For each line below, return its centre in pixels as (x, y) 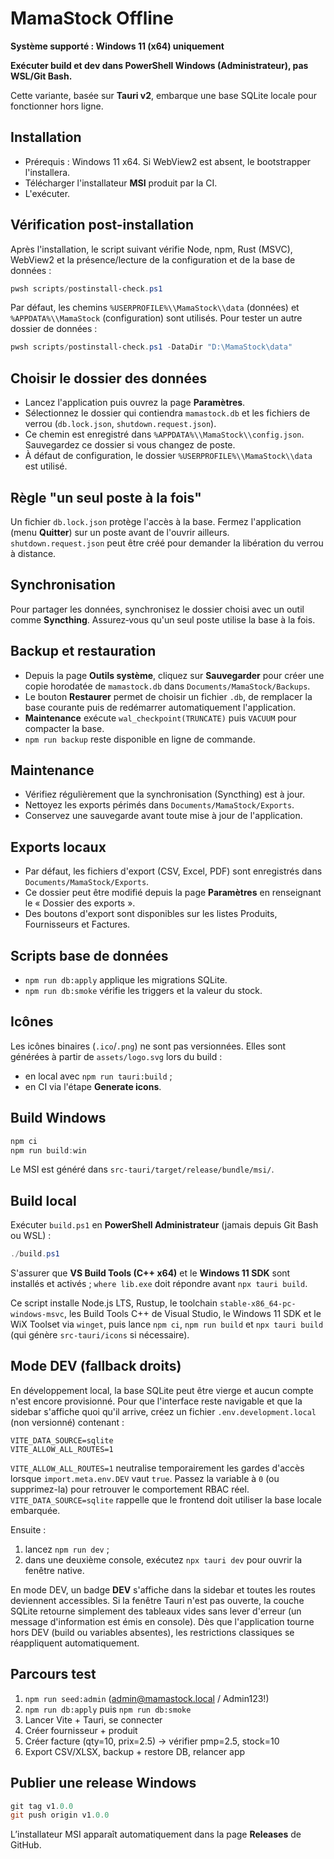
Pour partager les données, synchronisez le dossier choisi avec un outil (157, 609)
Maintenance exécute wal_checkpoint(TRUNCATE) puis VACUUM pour (160, 718)
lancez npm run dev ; (67, 1549)
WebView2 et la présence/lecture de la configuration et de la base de (153, 259)
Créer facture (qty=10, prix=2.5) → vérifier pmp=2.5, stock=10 (152, 1741)
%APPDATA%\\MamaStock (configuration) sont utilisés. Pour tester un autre (156, 318)
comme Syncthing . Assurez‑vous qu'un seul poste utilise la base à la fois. (163, 619)
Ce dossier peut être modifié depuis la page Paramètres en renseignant (173, 893)
